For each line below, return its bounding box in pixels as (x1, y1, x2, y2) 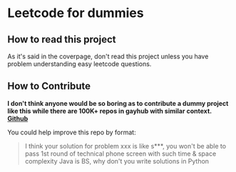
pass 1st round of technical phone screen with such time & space (24, 149, 217, 158)
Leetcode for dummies (7, 5, 144, 21)
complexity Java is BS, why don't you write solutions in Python (24, 156, 209, 165)
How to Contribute (7, 80, 91, 92)
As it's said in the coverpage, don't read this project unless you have (7, 52, 209, 60)
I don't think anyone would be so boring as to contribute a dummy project (7, 99, 229, 107)
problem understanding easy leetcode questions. (7, 60, 152, 68)
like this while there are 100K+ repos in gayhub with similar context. (7, 107, 212, 115)
